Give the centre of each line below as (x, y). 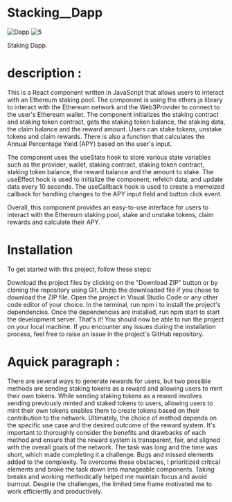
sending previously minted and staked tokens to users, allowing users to (110, 403)
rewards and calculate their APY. (54, 222)
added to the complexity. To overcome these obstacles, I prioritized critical (114, 462)
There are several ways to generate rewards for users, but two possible (109, 381)
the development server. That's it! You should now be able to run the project (116, 319)
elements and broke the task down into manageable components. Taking (111, 469)
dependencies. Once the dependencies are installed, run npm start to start (114, 312)
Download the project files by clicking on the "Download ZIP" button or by (113, 282)
